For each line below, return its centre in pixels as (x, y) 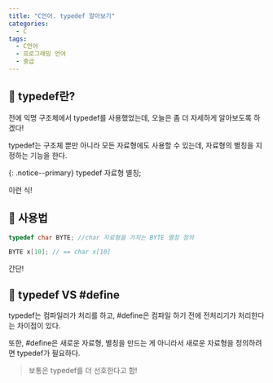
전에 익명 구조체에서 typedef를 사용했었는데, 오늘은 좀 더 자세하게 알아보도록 (130, 117)
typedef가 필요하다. (48, 353)
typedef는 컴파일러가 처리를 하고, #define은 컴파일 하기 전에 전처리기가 (122, 315)
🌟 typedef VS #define (64, 295)
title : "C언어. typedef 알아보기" (62, 16)
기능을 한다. (48, 155)
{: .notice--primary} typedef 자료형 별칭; (75, 173)
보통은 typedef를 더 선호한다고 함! (83, 371)
